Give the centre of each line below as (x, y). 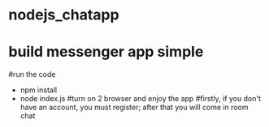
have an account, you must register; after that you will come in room (134, 108)
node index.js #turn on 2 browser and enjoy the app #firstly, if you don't (141, 99)
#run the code (32, 74)
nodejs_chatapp (64, 15)
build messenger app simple (106, 52)
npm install (39, 90)
